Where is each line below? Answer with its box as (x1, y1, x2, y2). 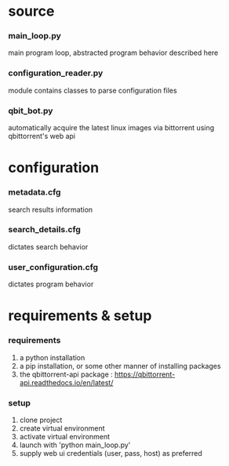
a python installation (19, 352, 85, 362)
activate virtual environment (19, 431, 111, 441)
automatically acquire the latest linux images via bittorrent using (8, 123, 215, 133)
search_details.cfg (8, 224, 81, 235)
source (8, 2, 55, 20)
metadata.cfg (8, 187, 61, 198)
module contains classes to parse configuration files (8, 86, 178, 95)
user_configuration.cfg (8, 261, 99, 272)
